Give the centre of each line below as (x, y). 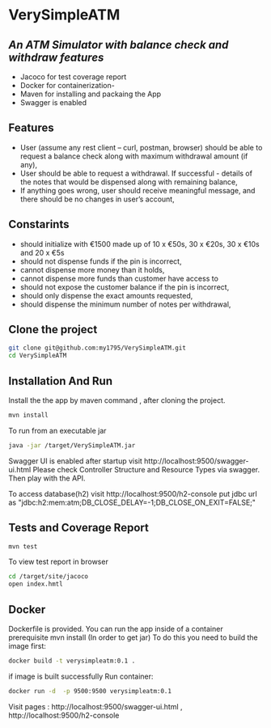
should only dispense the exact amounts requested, (106, 295)
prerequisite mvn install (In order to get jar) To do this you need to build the (133, 637)
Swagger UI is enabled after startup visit (76, 461)
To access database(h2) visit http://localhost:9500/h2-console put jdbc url (133, 493)
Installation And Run (61, 381)
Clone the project (53, 330)
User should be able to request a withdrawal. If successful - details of (136, 173)
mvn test (23, 546)
